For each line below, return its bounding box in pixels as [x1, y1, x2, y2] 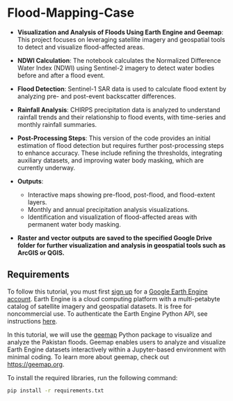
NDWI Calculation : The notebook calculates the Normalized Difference [17, 56, 221, 64]
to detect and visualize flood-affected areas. [17, 43, 145, 51]
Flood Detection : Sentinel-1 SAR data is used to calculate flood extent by [17, 84, 227, 93]
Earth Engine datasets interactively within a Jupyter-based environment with [7, 345, 226, 354]
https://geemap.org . [7, 360, 65, 368]
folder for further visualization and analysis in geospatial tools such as [17, 241, 226, 249]
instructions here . [7, 317, 58, 325]
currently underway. [17, 163, 75, 172]
